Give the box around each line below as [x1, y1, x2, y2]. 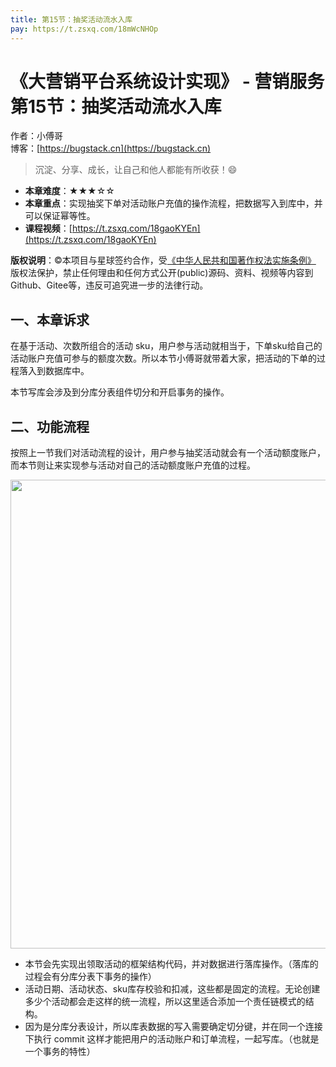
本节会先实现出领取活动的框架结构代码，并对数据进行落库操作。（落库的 [24, 958, 319, 970]
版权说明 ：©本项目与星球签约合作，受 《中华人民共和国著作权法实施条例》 [10, 254, 317, 266]
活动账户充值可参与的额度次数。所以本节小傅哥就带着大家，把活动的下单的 [10, 352, 317, 365]
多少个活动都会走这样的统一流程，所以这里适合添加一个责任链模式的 [24, 996, 306, 1008]
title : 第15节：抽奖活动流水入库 [10, 14, 133, 25]
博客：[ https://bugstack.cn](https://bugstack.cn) [10, 142, 212, 155]
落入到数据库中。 [18, 365, 90, 377]
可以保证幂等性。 [24, 210, 96, 222]
